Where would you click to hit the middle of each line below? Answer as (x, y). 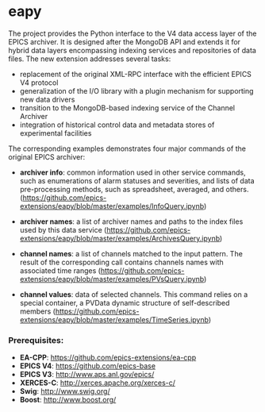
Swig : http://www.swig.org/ (65, 391)
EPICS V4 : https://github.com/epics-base (88, 366)
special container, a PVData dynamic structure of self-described (125, 302)
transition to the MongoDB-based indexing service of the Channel (127, 108)
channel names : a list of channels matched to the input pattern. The (131, 253)
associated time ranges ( (60, 270)
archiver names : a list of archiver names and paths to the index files (131, 221)
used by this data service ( (63, 229)
